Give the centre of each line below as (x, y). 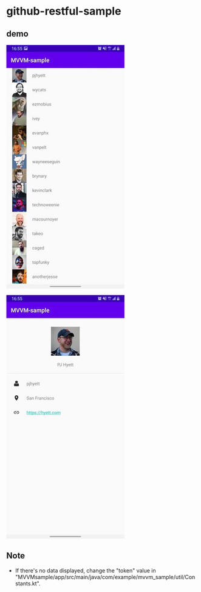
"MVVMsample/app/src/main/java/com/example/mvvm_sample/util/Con (105, 577)
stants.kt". (28, 583)
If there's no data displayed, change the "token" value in (85, 570)
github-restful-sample (64, 11)
